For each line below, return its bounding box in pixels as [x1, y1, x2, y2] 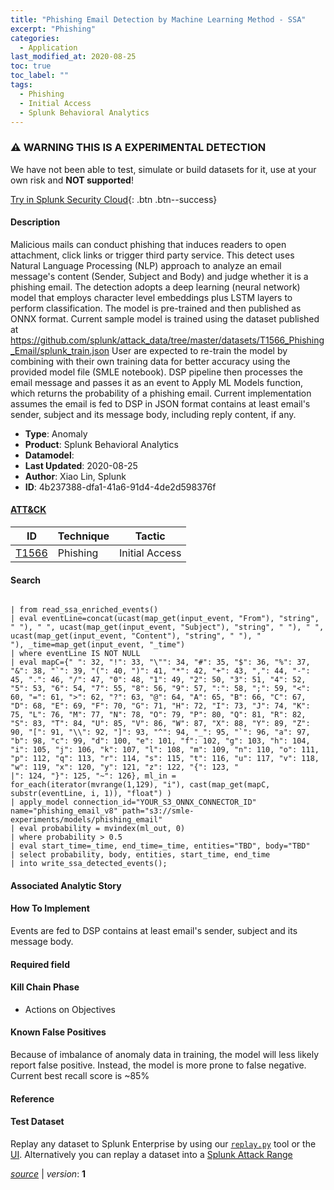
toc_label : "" [10, 71, 70, 81]
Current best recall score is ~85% [10, 1070, 150, 1082]
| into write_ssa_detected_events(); [10, 859, 168, 869]
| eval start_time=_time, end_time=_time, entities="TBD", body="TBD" [10, 841, 311, 851]
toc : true [10, 61, 52, 71]
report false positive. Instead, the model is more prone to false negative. [10, 1059, 307, 1071]
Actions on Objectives [24, 1003, 116, 1015]
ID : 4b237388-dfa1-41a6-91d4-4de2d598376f [24, 481, 217, 493]
